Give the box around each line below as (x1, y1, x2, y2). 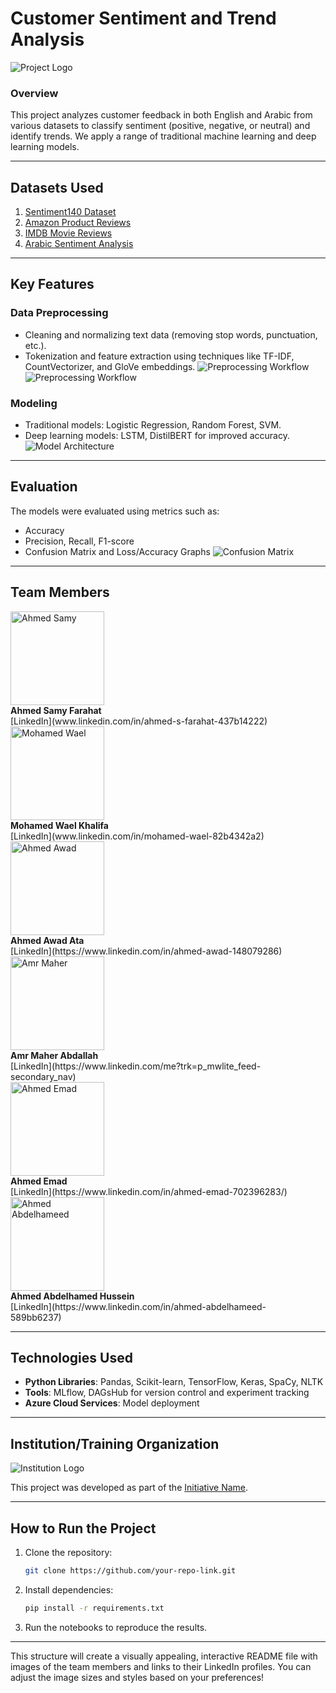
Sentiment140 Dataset (24, 206, 117, 218)
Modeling (10, 396, 58, 410)
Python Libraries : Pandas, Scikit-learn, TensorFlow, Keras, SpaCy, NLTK (24, 1376, 324, 1388)
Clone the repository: (24, 1547, 113, 1559)
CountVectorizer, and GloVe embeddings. (24, 360, 196, 372)
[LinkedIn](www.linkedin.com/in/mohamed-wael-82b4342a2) (10, 830, 265, 842)
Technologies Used (10, 1350, 133, 1367)
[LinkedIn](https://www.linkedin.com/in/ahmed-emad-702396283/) (10, 1185, 288, 1197)
